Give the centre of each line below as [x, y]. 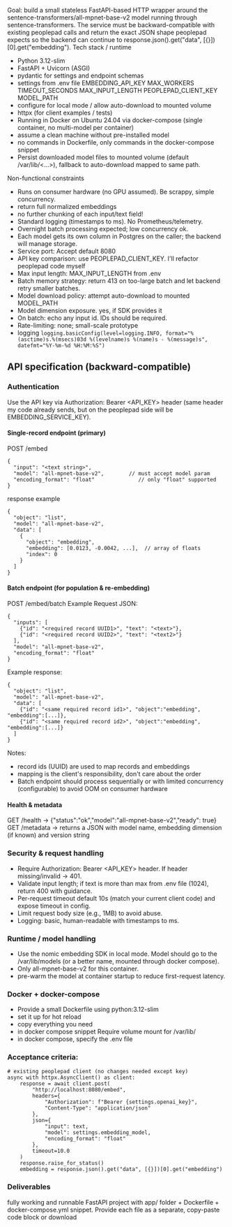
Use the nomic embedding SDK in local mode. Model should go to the [117, 954]
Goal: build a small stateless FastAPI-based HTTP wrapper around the [108, 10]
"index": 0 [41, 554]
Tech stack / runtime [102, 47]
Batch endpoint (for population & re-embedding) [78, 588]
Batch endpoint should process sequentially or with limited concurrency [121, 781]
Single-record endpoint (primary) [56, 433]
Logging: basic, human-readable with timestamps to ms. [98, 920]
